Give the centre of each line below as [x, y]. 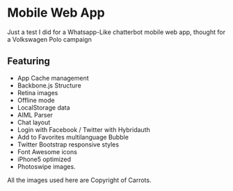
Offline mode [36, 100]
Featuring [29, 61]
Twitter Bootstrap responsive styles [68, 144]
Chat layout [34, 122]
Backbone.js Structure [49, 85]
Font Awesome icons [47, 151]
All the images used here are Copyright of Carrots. [79, 180]
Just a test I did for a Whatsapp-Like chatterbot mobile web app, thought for [116, 32]
